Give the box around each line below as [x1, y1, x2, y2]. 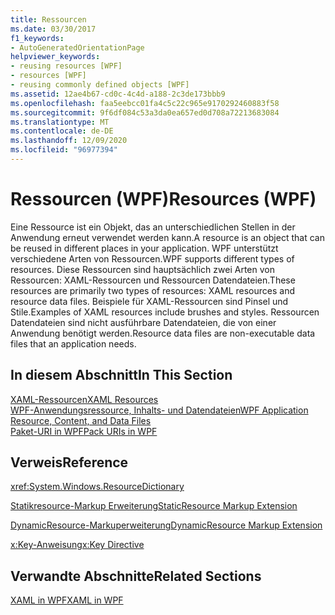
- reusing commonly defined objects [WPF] [10, 80, 190, 90]
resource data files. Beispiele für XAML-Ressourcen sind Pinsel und [10, 295, 289, 307]
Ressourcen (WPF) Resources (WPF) [10, 188, 317, 211]
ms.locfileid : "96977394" [10, 145, 118, 155]
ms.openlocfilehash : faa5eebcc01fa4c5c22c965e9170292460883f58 [10, 98, 280, 108]
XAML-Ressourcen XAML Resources [10, 393, 159, 405]
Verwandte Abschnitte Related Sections [10, 567, 262, 585]
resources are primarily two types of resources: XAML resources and [10, 284, 295, 296]
